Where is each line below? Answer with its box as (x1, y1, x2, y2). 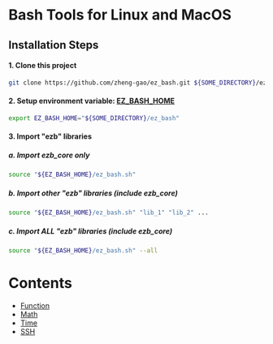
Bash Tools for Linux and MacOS (8, 6, 232, 24)
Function (19, 300, 50, 310)
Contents (8, 274, 73, 293)
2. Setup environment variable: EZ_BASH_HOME (8, 96, 175, 106)
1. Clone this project (8, 61, 77, 71)
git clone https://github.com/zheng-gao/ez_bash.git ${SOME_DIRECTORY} (8, 79, 256, 87)
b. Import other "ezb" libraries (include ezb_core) (8, 188, 179, 198)
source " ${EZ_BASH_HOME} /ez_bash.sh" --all (8, 246, 158, 255)
